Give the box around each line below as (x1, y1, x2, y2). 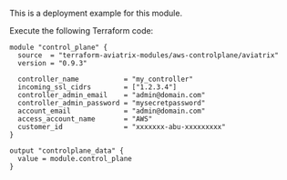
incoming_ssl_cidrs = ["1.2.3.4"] (17, 83, 178, 92)
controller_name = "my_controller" (17, 75, 194, 84)
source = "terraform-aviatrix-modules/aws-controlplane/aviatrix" (17, 51, 280, 60)
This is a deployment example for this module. (9, 8, 183, 18)
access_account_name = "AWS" (17, 115, 153, 124)
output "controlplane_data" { (9, 146, 125, 155)
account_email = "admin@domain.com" (17, 106, 206, 115)
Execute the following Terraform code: (9, 25, 154, 35)
